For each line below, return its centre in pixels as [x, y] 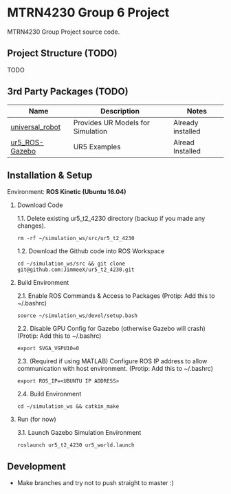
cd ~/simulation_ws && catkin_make [68, 407]
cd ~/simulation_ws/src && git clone [71, 264]
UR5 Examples [97, 147]
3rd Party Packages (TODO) [68, 92]
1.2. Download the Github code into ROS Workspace [91, 251]
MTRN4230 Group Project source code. [64, 32]
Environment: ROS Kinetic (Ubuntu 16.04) [67, 192]
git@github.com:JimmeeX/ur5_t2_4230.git [76, 270]
